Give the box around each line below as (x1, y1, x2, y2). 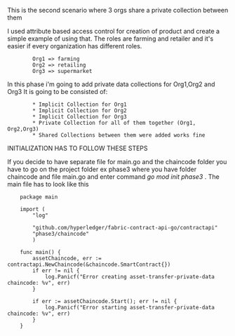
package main (20, 194, 58, 201)
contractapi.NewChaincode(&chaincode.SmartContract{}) (7, 261, 171, 268)
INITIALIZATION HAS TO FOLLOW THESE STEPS (7, 144, 149, 152)
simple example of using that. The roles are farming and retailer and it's (7, 34, 214, 43)
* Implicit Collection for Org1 (32, 101, 128, 108)
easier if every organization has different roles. (7, 42, 142, 50)
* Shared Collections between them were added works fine (32, 132, 206, 139)
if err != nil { (32, 267, 80, 274)
